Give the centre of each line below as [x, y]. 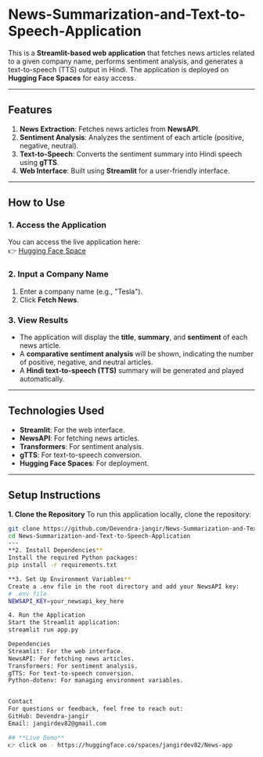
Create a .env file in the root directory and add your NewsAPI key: [124, 587]
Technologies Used [56, 411]
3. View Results [38, 320]
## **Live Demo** [36, 737]
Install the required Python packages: [73, 558]
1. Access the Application [58, 225]
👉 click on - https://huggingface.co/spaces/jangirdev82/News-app [121, 745]
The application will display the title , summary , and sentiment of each [133, 337]
